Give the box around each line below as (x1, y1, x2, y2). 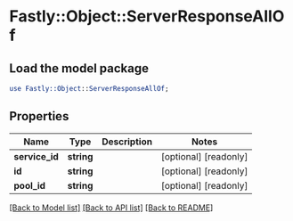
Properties (9, 109, 69, 124)
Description (102, 135, 153, 148)
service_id (13, 150, 60, 162)
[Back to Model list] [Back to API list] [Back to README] (9, 202, 214, 213)
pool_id (13, 179, 46, 192)
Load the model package (9, 61, 150, 76)
